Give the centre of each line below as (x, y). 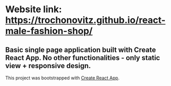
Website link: (34, 9)
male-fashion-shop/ (49, 31)
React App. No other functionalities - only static (83, 58)
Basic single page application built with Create (81, 50)
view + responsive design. (48, 65)
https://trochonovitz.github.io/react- (86, 20)
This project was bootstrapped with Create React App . (63, 78)
